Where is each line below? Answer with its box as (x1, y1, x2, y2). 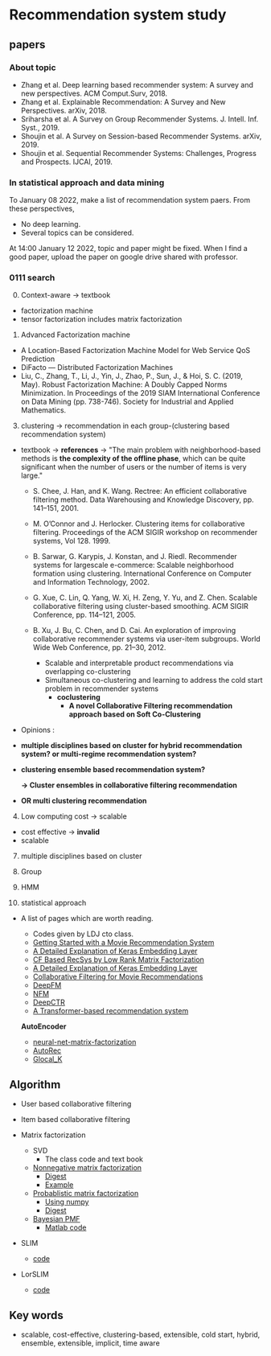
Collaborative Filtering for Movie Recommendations (32, 972, 203, 982)
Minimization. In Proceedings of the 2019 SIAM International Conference (20, 388, 261, 398)
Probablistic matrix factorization (32, 1189, 139, 1198)
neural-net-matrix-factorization (32, 1038, 137, 1047)
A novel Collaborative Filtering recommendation (68, 701, 232, 711)
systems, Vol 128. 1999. (32, 536, 111, 546)
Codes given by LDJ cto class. (32, 929, 134, 939)
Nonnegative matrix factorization (32, 1163, 142, 1173)
